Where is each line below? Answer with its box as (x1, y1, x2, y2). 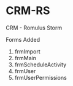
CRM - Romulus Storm (6, 24, 63, 31)
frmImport (14, 47, 40, 55)
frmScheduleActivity (14, 61, 67, 68)
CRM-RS (6, 4, 50, 18)
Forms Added (6, 36, 40, 43)
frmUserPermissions (14, 74, 67, 81)
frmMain (14, 54, 36, 61)
